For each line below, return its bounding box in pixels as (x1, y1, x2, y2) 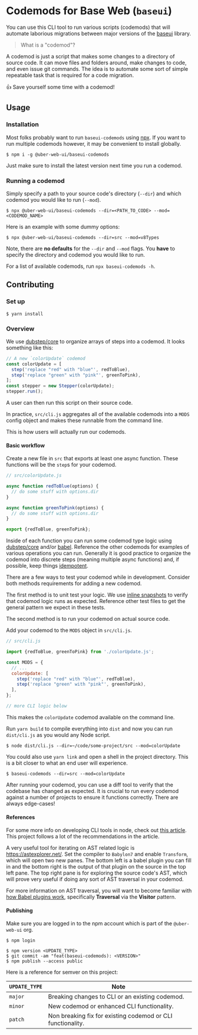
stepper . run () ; (6, 388, 44, 395)
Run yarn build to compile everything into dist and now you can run (6, 725, 173, 732)
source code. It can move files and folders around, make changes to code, (6, 59, 187, 66)
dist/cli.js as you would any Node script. (6, 731, 111, 738)
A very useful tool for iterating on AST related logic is (6, 844, 135, 851)
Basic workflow (6, 441, 45, 449)
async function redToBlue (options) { (6, 483, 99, 489)
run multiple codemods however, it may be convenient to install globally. (6, 140, 181, 147)
